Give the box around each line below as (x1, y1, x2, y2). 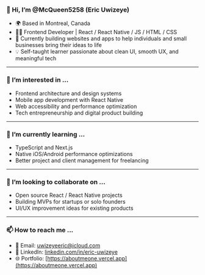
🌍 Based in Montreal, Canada (15, 20, 90, 27)
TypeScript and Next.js (15, 143, 73, 151)
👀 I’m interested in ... (6, 76, 69, 84)
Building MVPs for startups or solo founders (15, 198, 126, 205)
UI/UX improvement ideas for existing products (15, 204, 134, 212)
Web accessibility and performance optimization (15, 102, 137, 110)
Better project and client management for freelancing (15, 157, 149, 164)
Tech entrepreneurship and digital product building (15, 109, 143, 116)
